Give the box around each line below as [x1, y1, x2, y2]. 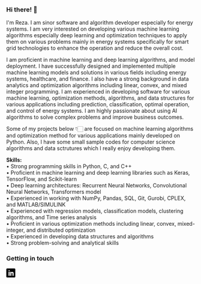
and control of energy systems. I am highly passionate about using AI [6, 107, 178, 115]
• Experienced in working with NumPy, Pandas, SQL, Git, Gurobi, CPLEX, [6, 195, 186, 202]
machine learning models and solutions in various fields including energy [6, 69, 187, 76]
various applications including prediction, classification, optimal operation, [6, 101, 190, 108]
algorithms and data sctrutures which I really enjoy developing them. [6, 145, 176, 152]
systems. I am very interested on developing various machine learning [6, 25, 180, 32]
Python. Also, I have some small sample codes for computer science [6, 138, 176, 146]
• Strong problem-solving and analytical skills [6, 240, 119, 247]
